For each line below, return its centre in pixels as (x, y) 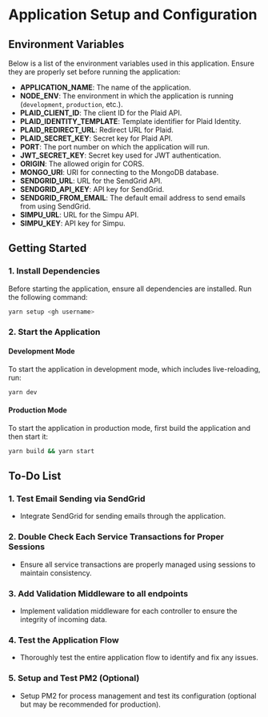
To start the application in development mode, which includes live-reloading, (134, 368)
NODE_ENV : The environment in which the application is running (126, 96)
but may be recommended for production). (90, 704)
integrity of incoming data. (64, 619)
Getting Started (48, 248)
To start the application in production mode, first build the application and (129, 428)
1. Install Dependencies (54, 271)
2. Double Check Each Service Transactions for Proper (116, 537)
